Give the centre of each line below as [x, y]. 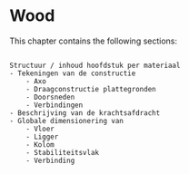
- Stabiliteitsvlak [63, 152]
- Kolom [40, 145]
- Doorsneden [50, 97]
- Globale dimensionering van [67, 121]
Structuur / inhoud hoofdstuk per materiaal [95, 65]
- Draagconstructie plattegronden [91, 89]
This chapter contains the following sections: [94, 41]
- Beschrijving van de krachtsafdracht [85, 113]
